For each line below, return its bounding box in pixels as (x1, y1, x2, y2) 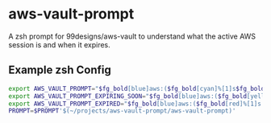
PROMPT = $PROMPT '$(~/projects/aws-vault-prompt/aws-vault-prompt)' (8, 107, 236, 115)
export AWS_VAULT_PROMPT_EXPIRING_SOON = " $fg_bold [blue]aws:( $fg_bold (8, 92, 248, 100)
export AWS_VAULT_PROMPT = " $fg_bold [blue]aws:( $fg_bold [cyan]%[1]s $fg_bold (8, 84, 265, 92)
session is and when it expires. (8, 39, 110, 49)
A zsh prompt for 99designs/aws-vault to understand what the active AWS (8, 31, 256, 41)
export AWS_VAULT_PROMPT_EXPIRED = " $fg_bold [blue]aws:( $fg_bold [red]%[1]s (8, 100, 262, 108)
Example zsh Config (8, 64, 111, 77)
